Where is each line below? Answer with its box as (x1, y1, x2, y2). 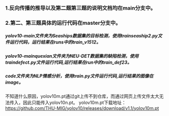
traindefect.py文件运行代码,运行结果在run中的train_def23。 (5, 59, 132, 65)
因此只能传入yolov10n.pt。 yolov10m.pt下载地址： (22, 99, 126, 105)
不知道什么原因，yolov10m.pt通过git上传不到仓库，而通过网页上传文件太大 (5, 93, 159, 99)
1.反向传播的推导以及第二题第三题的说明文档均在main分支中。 (5, 4, 156, 11)
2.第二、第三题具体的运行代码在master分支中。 (5, 19, 121, 26)
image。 (5, 80, 24, 86)
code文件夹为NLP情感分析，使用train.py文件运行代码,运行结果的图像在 (5, 73, 154, 79)
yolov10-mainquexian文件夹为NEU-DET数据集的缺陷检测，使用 (5, 53, 139, 59)
